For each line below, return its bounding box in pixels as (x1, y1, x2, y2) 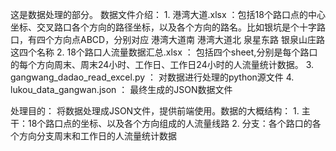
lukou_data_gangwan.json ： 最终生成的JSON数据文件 (10, 84, 233, 95)
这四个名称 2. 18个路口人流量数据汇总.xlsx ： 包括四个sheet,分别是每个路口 (10, 46, 318, 58)
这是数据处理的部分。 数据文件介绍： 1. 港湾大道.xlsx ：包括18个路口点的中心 (10, 9, 326, 20)
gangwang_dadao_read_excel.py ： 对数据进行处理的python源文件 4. (10, 71, 295, 83)
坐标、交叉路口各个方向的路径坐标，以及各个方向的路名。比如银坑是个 (10, 21, 300, 33)
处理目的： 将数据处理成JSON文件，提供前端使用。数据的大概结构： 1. (10, 105, 300, 117)
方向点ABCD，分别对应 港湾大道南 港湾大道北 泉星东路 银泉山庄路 (53, 34, 325, 45)
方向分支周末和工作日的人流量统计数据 (18, 130, 177, 142)
